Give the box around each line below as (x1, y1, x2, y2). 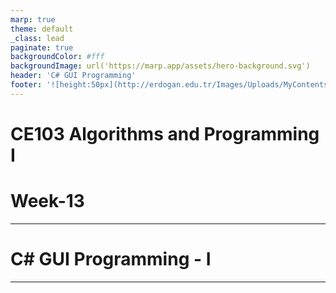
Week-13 (10, 190, 85, 213)
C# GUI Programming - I (10, 248, 212, 271)
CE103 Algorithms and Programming (10, 122, 320, 145)
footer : (10, 80, 43, 90)
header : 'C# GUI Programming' (10, 71, 137, 81)
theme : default (10, 24, 74, 34)
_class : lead (10, 33, 65, 43)
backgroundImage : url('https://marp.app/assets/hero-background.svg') (10, 61, 311, 71)
